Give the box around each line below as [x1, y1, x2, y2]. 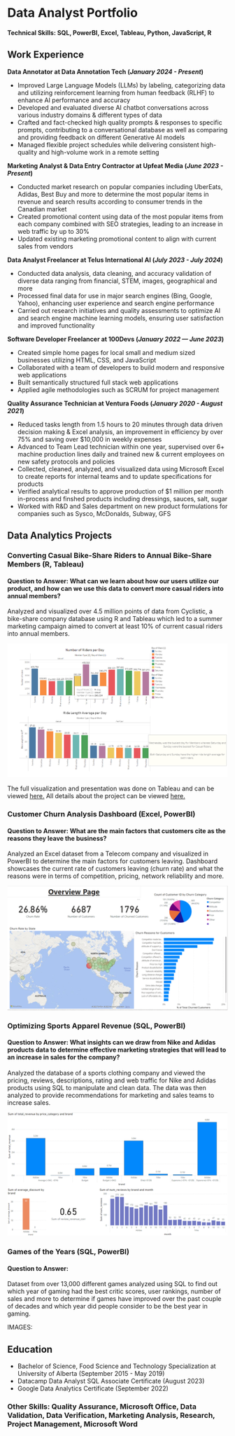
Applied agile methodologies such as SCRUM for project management [17, 385, 220, 393]
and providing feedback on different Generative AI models [17, 133, 185, 141]
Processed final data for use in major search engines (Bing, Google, [17, 291, 213, 300]
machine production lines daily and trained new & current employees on [17, 449, 225, 458]
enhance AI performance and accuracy [17, 96, 131, 104]
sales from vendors [17, 242, 73, 250]
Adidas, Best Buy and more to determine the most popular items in [17, 190, 209, 198]
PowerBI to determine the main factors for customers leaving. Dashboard [7, 857, 218, 865]
